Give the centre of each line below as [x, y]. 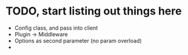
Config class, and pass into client [56, 28]
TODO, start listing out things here [94, 11]
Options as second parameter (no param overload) [78, 40]
